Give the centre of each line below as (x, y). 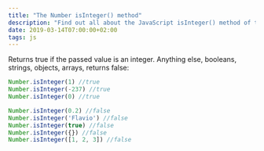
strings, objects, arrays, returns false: (69, 68)
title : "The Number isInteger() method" (75, 15)
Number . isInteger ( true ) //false (61, 125)
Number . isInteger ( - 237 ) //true (59, 90)
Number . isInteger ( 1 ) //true (54, 82)
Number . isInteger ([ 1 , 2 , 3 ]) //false (70, 140)
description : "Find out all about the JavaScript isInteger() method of (130, 23)
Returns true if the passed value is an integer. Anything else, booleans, (123, 59)
